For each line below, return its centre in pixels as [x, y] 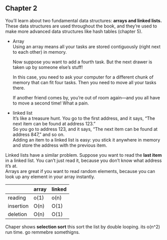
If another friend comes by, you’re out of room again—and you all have [86, 97]
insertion [18, 206]
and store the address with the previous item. [60, 145]
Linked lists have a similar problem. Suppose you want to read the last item [83, 155]
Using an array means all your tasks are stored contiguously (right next [87, 46]
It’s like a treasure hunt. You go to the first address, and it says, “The [84, 118]
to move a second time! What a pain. [51, 103]
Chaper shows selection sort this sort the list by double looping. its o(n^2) [83, 227]
